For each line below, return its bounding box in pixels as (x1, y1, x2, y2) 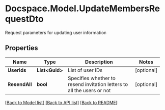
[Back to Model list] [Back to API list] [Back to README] (5, 99, 118, 106)
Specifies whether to (68, 75, 116, 82)
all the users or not (68, 87, 111, 94)
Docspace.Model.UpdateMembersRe (5, 3, 160, 14)
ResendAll (7, 81, 32, 87)
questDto (5, 13, 44, 25)
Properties (5, 44, 38, 52)
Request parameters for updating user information (5, 29, 107, 35)
